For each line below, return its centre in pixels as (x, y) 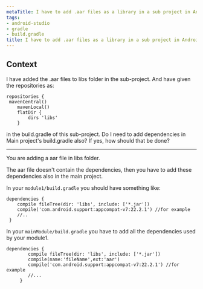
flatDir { (30, 112)
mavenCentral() (28, 102)
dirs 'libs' (43, 118)
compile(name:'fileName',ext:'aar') (74, 259)
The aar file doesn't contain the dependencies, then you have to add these (99, 169)
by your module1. (27, 238)
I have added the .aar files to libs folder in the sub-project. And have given (98, 79)
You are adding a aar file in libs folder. (53, 158)
